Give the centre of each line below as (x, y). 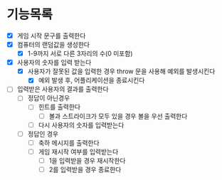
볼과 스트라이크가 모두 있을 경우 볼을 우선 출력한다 (118, 116)
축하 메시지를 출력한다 (69, 142)
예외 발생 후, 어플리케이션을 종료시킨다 (91, 80)
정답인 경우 (43, 134)
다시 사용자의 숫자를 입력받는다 (81, 125)
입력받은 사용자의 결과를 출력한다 (63, 89)
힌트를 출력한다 (59, 107)
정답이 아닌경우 (49, 98)
